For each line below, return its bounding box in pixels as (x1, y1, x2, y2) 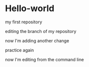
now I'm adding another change (5, 37, 69, 44)
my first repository (5, 19, 43, 25)
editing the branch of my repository (5, 28, 77, 34)
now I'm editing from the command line (5, 56, 84, 62)
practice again (5, 47, 34, 53)
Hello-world (5, 3, 55, 14)
